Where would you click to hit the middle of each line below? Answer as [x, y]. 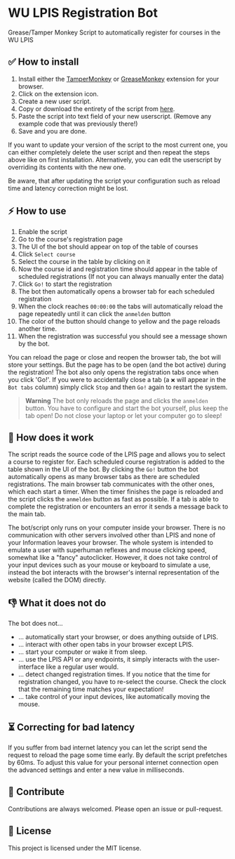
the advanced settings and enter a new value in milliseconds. [96, 770]
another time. [37, 329]
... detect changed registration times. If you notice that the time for [114, 674]
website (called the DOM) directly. [57, 580]
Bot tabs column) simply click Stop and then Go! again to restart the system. [118, 387]
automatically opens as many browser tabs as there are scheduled [104, 477]
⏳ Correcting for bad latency [72, 727]
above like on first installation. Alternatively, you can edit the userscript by [115, 159]
